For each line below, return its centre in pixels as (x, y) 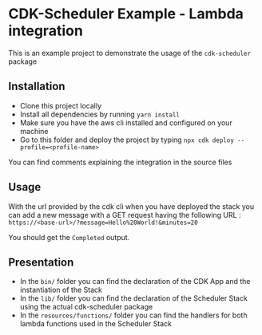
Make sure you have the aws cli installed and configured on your (126, 122)
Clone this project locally (61, 105)
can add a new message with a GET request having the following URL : (125, 215)
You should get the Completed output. (69, 237)
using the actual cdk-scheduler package (86, 307)
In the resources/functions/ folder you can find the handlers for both (133, 315)
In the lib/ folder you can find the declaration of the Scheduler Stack (133, 298)
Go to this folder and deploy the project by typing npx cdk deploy (127, 140)
